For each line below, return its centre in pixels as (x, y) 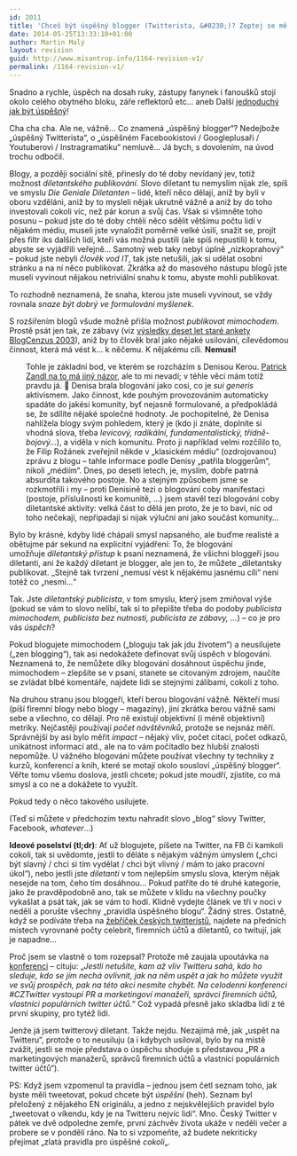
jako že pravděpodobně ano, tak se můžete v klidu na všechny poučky (138, 892)
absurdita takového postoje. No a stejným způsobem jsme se (137, 479)
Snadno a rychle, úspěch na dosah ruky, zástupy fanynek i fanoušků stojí (143, 92)
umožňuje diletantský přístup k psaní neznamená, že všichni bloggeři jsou (144, 553)
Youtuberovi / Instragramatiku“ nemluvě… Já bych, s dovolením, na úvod (141, 146)
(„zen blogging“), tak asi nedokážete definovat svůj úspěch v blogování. (141, 654)
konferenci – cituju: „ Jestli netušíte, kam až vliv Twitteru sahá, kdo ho (136, 966)
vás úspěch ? (32, 627)
